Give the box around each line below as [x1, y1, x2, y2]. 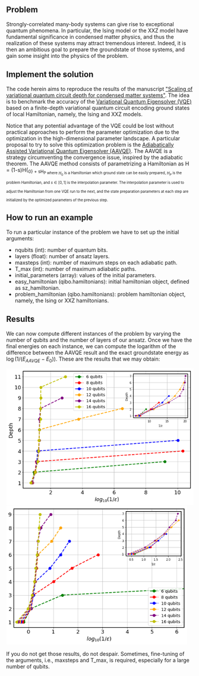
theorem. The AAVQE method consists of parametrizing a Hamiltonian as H [6, 160, 189, 167]
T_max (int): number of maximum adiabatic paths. [14, 265, 137, 273]
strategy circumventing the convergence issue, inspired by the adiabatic [6, 154, 183, 161]
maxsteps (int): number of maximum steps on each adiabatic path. [14, 259, 178, 266]
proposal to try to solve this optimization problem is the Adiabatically [6, 141, 174, 148]
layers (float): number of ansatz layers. [14, 252, 110, 259]
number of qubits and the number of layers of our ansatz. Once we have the [6, 336, 192, 343]
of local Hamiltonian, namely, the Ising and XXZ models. [6, 110, 143, 118]
